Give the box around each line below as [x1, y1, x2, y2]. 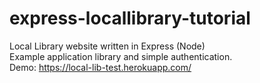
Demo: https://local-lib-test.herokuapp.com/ [9, 61, 192, 73]
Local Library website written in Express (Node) [9, 40, 206, 52]
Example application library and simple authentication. [9, 50, 233, 62]
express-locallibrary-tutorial [9, 7, 251, 30]
